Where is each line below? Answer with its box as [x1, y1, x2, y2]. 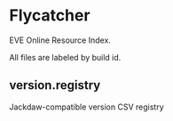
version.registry [9, 77, 101, 93]
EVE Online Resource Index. [9, 35, 111, 45]
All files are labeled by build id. [9, 52, 122, 62]
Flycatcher [9, 5, 90, 26]
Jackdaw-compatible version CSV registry [9, 101, 164, 112]
